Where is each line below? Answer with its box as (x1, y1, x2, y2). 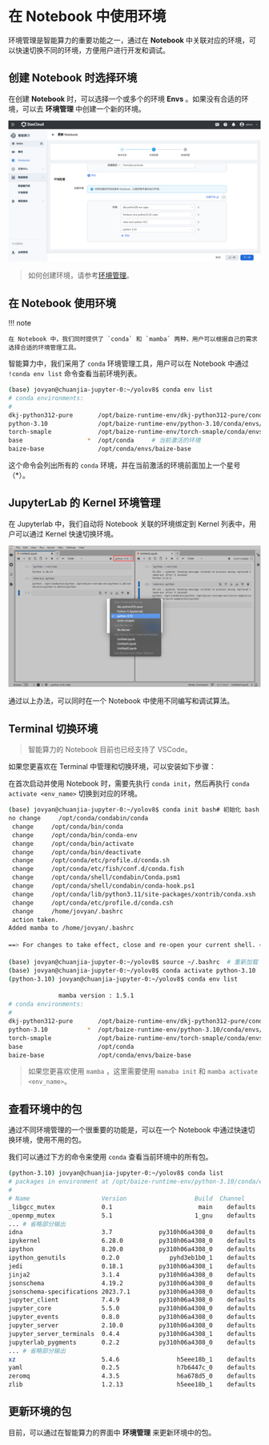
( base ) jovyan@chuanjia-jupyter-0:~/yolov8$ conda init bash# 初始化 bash (8, 806, 260, 814)
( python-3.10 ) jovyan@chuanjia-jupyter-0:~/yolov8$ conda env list (8, 975, 239, 983)
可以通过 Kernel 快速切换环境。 (14, 528, 118, 538)
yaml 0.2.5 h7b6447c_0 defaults (8, 1364, 256, 1372)
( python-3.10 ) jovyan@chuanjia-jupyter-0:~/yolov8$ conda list (8, 1169, 224, 1177)
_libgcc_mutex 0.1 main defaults (8, 1203, 256, 1211)
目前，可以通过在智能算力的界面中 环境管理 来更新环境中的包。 (8, 1427, 216, 1437)
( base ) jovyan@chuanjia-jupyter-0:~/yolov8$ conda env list (8, 386, 214, 394)
